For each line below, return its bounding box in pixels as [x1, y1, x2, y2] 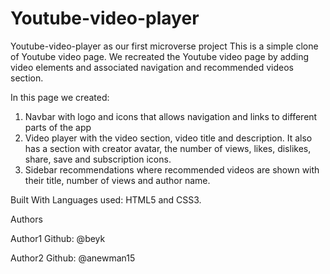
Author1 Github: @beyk [10, 232, 106, 244]
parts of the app [24, 121, 92, 133]
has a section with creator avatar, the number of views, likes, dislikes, [24, 142, 312, 154]
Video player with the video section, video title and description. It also [24, 132, 313, 144]
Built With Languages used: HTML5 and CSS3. [10, 193, 202, 206]
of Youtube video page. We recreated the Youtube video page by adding [10, 50, 309, 62]
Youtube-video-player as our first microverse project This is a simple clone [10, 40, 319, 52]
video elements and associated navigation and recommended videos [10, 61, 294, 73]
